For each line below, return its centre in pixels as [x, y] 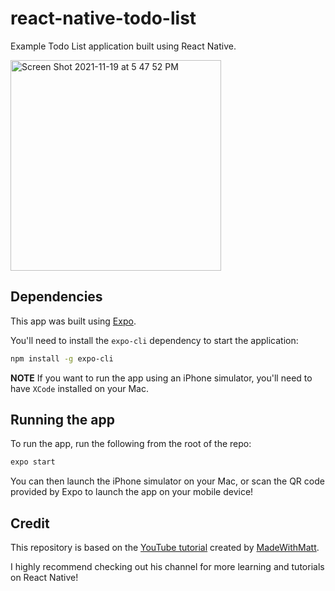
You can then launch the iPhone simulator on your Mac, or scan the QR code [167, 481]
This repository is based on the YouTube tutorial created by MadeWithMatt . [165, 548]
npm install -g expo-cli [62, 358]
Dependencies [56, 297]
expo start [33, 462]
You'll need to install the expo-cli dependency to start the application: [154, 340]
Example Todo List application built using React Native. [123, 46]
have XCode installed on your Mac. [80, 388]
